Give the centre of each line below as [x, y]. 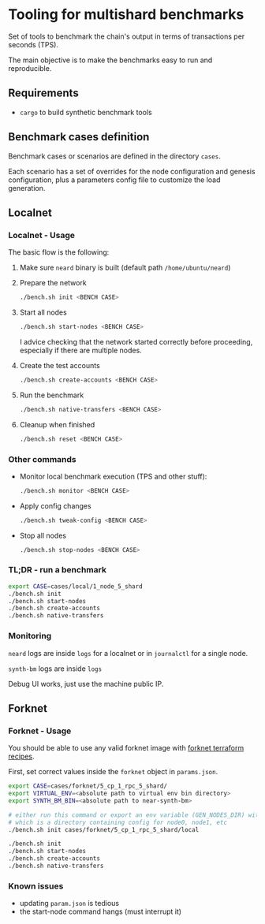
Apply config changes [56, 505]
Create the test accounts [60, 365]
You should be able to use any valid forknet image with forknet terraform [126, 748]
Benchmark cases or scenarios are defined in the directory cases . [114, 156]
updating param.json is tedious [69, 904]
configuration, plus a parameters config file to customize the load [114, 180]
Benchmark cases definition [79, 137]
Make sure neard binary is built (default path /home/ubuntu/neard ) [125, 268]
